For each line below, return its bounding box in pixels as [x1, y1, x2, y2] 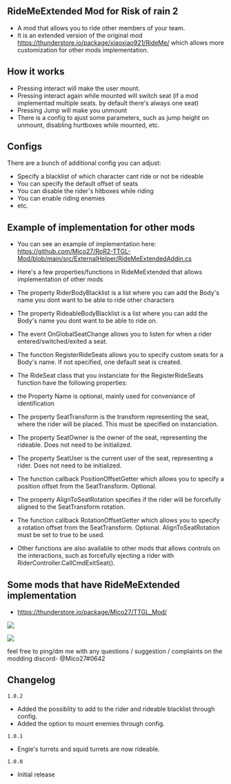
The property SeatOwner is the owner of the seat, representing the [17, 434, 208, 442]
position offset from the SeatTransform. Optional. [17, 482, 157, 490]
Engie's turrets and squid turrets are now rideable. [17, 745, 160, 753]
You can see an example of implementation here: [17, 240, 157, 248]
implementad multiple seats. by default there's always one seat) [17, 99, 199, 107]
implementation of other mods [17, 275, 103, 283]
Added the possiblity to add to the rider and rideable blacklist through [17, 705, 215, 713]
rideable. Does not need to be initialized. [17, 441, 132, 449]
